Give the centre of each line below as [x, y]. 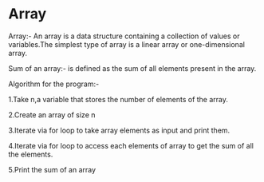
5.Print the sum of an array [52, 169]
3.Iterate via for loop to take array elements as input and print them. [119, 130]
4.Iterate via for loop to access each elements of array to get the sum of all [131, 145]
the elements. [31, 154]
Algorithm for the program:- [54, 84]
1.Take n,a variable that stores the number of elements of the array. [118, 99]
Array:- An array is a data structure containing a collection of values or [124, 36]
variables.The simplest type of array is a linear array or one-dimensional [127, 44]
